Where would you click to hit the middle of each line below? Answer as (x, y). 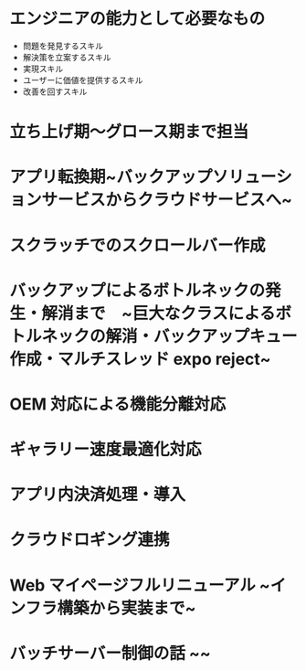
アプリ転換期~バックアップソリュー (143, 177)
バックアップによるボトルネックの (137, 290)
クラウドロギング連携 (90, 540)
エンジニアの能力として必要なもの (137, 19)
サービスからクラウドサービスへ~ (167, 200)
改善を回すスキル (55, 91)
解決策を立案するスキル (67, 57)
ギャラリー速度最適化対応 (106, 450)
